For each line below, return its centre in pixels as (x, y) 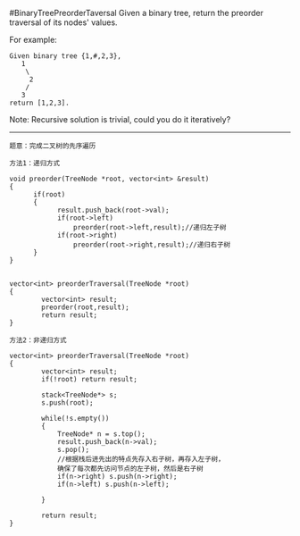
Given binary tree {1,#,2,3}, (66, 56)
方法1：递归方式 (35, 163)
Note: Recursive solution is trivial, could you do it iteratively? (120, 119)
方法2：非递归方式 (38, 340)
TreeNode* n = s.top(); (101, 434)
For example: (33, 40)
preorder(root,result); (85, 307)
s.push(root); (67, 403)
